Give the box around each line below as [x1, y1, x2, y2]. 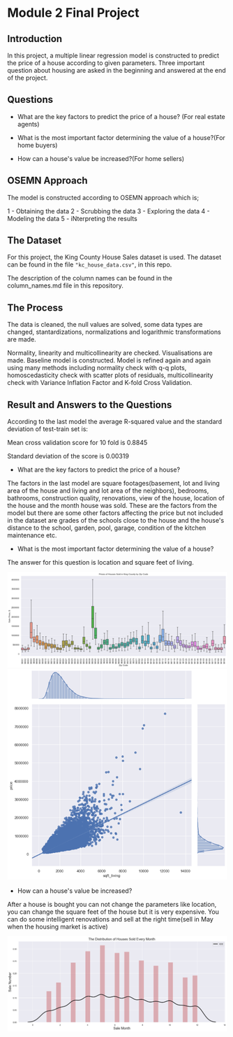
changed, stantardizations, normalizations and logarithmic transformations [7, 327, 221, 337]
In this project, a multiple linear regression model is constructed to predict [7, 51, 220, 59]
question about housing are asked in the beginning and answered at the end [7, 66, 226, 74]
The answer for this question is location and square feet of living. [7, 558, 194, 567]
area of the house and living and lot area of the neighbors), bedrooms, [7, 486, 209, 495]
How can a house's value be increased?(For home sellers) [17, 154, 185, 162]
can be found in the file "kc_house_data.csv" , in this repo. [7, 260, 172, 269]
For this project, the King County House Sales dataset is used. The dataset [7, 253, 222, 262]
